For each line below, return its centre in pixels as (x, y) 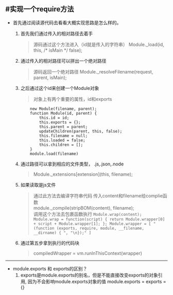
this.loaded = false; (62, 140)
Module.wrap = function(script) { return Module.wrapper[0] (99, 219)
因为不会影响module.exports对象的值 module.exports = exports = (97, 281)
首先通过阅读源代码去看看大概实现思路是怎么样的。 (67, 23)
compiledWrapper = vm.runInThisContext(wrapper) (88, 253)
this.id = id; (54, 118)
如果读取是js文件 (38, 185)
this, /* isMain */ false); (58, 50)
